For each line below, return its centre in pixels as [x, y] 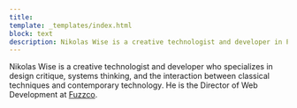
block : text [31, 33]
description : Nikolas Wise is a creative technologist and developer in [146, 42]
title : [21, 17]
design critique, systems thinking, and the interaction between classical [139, 76]
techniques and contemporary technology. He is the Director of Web [133, 85]
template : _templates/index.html [71, 25]
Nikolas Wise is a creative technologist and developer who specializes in [141, 67]
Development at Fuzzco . [53, 95]
